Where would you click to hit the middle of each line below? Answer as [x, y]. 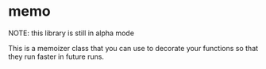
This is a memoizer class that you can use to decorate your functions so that [133, 48]
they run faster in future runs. [56, 56]
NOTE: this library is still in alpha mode [71, 33]
